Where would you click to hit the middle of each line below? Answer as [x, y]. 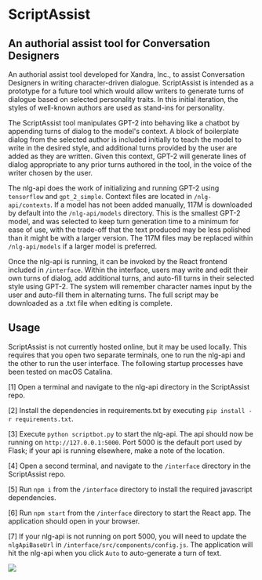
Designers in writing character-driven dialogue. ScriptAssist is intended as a [131, 83]
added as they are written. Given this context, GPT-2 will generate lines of [127, 156]
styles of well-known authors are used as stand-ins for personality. [116, 108]
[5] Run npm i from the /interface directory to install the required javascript [130, 489]
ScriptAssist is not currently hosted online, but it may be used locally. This [127, 346]
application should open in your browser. [74, 521]
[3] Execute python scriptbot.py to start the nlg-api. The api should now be [131, 433]
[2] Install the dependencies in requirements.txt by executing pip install [127, 410]
